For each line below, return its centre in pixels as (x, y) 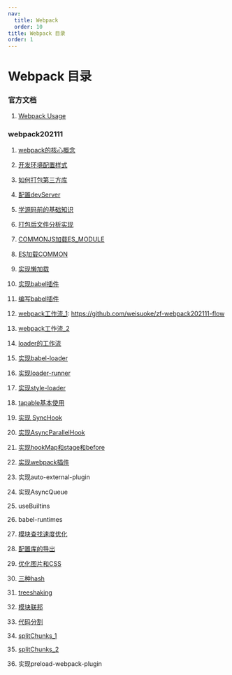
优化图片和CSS (39, 563)
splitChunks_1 (37, 635)
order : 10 (28, 27)
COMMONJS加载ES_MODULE (61, 239)
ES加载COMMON (43, 254)
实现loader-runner (44, 373)
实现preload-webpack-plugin (60, 663)
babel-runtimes (40, 519)
